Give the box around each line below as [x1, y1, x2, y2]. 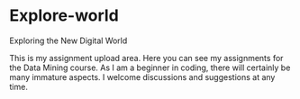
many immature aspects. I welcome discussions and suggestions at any [9, 71, 276, 82]
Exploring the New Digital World [9, 35, 128, 46]
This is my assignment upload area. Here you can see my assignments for [9, 52, 284, 63]
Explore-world [9, 5, 119, 26]
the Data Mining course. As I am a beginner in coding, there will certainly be [9, 62, 291, 73]
